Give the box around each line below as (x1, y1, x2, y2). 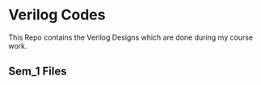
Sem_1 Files (8, 65, 67, 79)
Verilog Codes (8, 6, 106, 24)
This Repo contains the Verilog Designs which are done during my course (8, 32, 253, 42)
